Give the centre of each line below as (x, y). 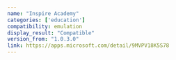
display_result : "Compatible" (51, 33)
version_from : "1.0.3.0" (43, 39)
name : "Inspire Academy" (43, 13)
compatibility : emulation (45, 26)
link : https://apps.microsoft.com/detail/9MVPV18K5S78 (88, 46)
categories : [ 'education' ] (46, 20)
